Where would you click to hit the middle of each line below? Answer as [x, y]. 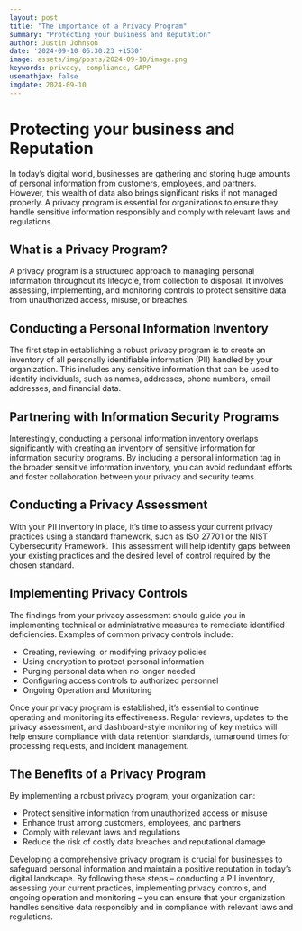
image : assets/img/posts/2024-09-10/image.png [98, 59]
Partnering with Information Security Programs [144, 417]
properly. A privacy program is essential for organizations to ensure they [144, 202]
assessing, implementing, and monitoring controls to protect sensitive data [148, 290]
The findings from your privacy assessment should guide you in [128, 615]
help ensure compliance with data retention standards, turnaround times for [150, 736]
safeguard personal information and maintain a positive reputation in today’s [151, 869]
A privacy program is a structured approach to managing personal [132, 271]
